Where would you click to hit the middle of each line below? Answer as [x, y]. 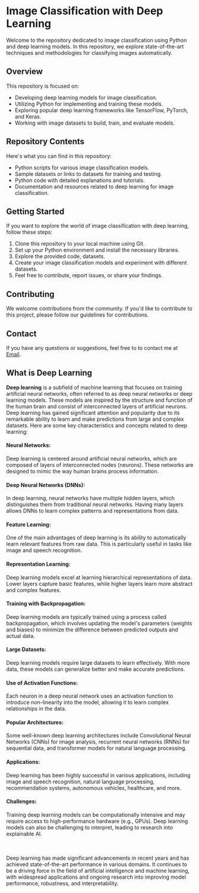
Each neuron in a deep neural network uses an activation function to [90, 696]
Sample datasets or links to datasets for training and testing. [88, 173]
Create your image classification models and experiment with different [101, 263]
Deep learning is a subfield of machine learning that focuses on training [94, 387]
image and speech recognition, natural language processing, [80, 782]
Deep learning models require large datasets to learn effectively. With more [98, 663]
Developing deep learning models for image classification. [86, 97]
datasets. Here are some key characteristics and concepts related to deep [97, 425]
